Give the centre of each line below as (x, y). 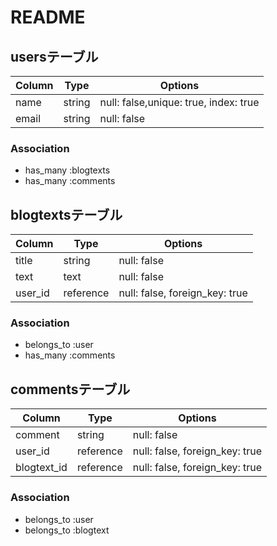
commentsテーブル (70, 389)
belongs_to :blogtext (67, 530)
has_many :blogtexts (67, 170)
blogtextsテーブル (66, 214)
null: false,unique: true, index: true (179, 102)
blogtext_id (41, 468)
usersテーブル (54, 56)
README (48, 17)
